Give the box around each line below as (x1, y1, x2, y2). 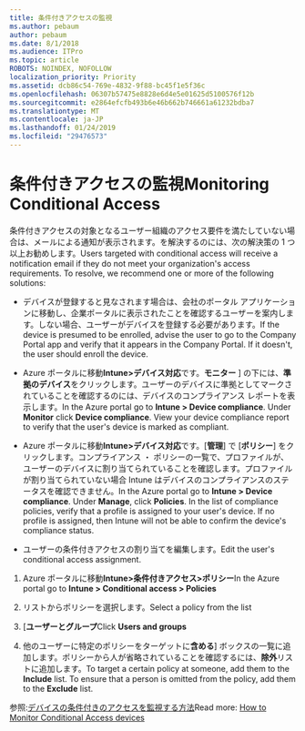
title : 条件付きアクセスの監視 (9, 13, 113, 23)
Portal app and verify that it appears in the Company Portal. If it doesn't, (22, 339, 293, 350)
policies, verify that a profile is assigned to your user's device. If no (22, 505, 275, 516)
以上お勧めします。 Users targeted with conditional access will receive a (9, 248, 279, 259)
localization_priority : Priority (9, 73, 137, 82)
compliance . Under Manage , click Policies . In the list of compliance (22, 495, 280, 506)
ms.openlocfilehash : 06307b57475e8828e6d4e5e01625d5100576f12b (9, 89, 255, 98)
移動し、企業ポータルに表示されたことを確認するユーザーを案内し (38, 307, 287, 319)
